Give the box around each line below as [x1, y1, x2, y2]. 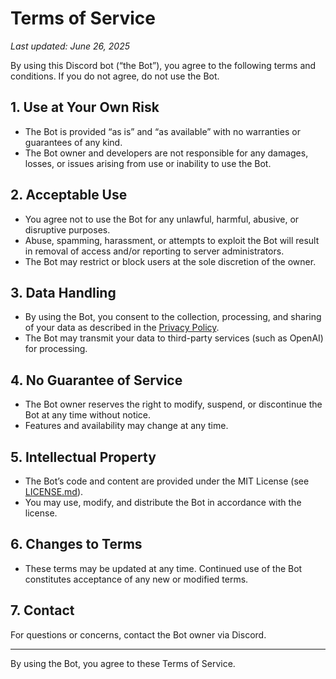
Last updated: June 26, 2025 [10, 40, 130, 52]
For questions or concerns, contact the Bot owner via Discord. [10, 628, 267, 641]
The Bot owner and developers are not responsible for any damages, [24, 147, 309, 159]
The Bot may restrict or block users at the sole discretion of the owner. [24, 255, 317, 267]
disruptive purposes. [24, 223, 111, 236]
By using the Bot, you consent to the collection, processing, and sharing [24, 311, 322, 323]
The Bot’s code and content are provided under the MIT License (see [24, 475, 310, 487]
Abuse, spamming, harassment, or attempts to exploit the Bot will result [24, 234, 320, 246]
